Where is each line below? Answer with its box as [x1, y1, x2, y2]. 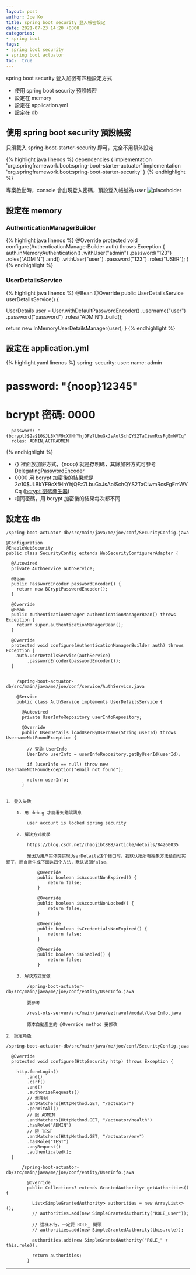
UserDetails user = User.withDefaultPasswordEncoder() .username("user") [6, 307, 186, 314]
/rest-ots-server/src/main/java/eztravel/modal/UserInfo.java [27, 1010, 181, 1017]
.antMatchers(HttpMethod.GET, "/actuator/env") [27, 1134, 145, 1140]
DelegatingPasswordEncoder [14, 467, 85, 475]
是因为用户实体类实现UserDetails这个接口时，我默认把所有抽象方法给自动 [27, 853, 182, 859]
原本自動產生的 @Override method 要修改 [27, 1022, 118, 1028]
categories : [6, 30, 35, 36]
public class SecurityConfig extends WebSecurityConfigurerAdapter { [6, 550, 179, 557]
